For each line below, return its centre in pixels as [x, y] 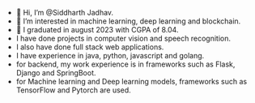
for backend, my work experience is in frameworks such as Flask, [125, 64]
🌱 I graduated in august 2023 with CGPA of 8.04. [97, 30]
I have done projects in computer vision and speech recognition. [123, 38]
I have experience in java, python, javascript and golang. [110, 56]
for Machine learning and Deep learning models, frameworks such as [132, 82]
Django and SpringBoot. [56, 73]
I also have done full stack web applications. [90, 47]
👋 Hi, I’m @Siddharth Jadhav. [65, 13]
